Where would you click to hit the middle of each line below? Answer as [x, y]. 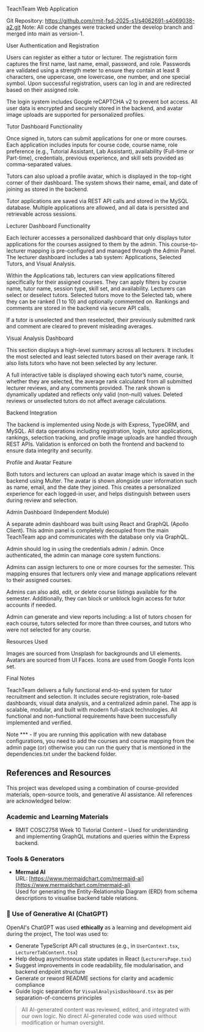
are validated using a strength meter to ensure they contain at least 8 [93, 70]
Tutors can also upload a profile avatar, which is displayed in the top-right [99, 176]
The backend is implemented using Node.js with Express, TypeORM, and [98, 425]
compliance [30, 984]
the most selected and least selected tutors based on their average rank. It [100, 356]
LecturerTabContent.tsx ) [46, 952]
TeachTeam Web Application [42, 9]
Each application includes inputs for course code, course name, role [92, 145]
